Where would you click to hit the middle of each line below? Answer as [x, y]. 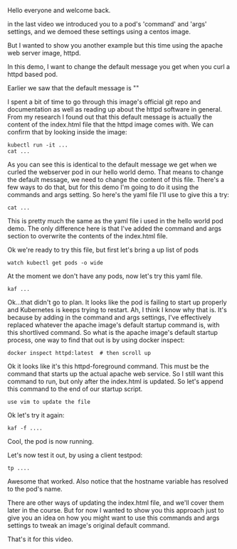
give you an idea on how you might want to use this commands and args [114, 518]
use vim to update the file [49, 402]
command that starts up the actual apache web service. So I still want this [116, 374]
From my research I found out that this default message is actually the [110, 117]
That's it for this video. [40, 539]
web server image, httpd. [44, 53]
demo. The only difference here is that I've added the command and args [115, 228]
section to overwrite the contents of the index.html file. [88, 236]
